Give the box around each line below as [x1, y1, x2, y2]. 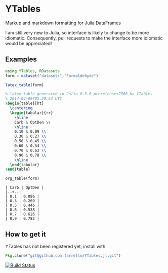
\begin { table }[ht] [5, 101, 44, 106]
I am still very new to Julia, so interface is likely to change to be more [5, 29, 149, 35]
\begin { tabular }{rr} [10, 110, 53, 115]
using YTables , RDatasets [5, 68, 60, 73]
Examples [5, 55, 37, 64]
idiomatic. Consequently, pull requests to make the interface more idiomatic [5, 35, 163, 41]
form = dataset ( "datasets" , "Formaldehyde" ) [5, 73, 99, 79]
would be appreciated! [5, 40, 52, 46]
